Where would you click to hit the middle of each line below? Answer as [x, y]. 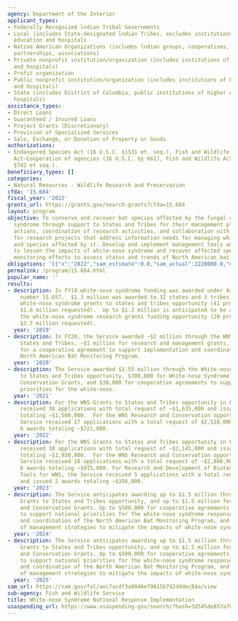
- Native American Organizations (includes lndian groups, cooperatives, [119, 47]
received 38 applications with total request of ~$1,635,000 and [119, 409]
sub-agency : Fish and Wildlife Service [66, 593]
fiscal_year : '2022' [38, 198]
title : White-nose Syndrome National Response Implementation [101, 600]
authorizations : [31, 146]
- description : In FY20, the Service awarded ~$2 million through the [114, 336]
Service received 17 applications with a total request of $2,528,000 [126, 422]
